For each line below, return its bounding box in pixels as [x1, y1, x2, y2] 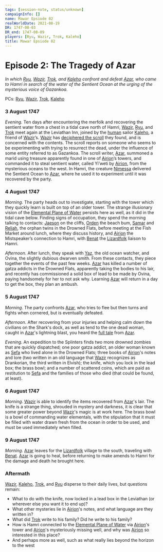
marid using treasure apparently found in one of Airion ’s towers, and [5, 155, 142, 161]
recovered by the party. [5, 176, 53, 182]
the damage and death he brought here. [5, 458, 85, 464]
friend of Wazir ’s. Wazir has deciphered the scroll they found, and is [5, 135, 141, 140]
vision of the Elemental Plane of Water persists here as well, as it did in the [5, 210, 154, 216]
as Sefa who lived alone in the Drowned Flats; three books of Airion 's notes [5, 349, 156, 355]
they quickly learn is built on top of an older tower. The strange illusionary [5, 204, 153, 210]
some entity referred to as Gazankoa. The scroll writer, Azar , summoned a [5, 150, 153, 156]
